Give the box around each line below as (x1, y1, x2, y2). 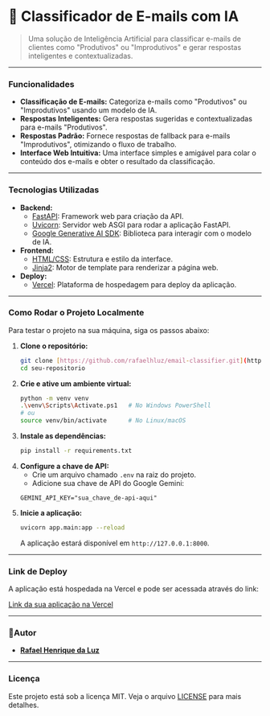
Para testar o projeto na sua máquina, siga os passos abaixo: (8, 325, 210, 335)
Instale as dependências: (19, 431, 106, 441)
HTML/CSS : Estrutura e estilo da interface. (31, 253, 174, 264)
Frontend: (19, 245, 54, 255)
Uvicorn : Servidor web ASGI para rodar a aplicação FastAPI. (31, 220, 231, 229)
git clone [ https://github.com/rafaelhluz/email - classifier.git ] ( (19, 356, 247, 364)
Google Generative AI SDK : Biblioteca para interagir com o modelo (31, 228, 252, 238)
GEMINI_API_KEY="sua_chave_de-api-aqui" (19, 494, 157, 502)
